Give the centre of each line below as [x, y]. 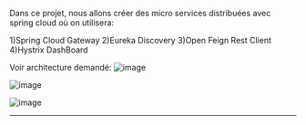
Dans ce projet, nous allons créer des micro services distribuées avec [140, 13]
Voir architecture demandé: [61, 67]
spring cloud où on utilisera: [62, 23]
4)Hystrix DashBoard [49, 50]
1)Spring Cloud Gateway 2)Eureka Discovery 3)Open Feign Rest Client [140, 40]
